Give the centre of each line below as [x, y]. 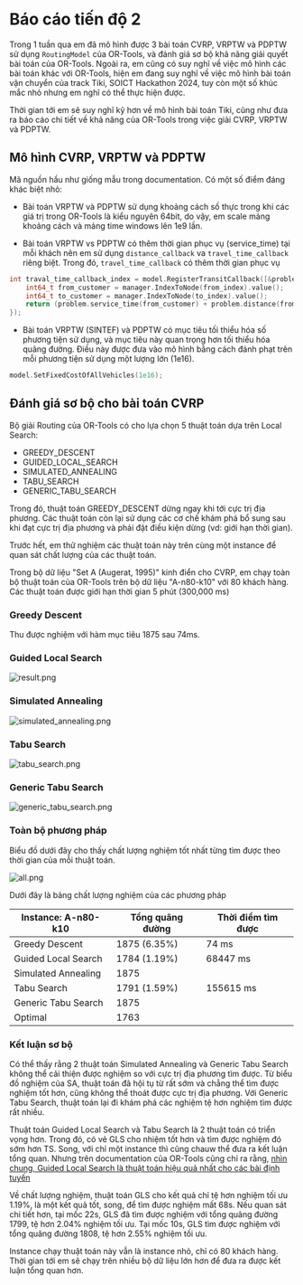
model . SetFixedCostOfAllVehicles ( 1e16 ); [87, 375]
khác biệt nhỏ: [36, 189]
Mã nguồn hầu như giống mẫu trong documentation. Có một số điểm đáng [147, 179]
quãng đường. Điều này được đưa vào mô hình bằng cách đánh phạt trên [157, 349]
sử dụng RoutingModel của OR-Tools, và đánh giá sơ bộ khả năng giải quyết [149, 53]
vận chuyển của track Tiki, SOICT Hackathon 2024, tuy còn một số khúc [143, 82]
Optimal [31, 1017]
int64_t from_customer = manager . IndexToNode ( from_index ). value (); [155, 288]
